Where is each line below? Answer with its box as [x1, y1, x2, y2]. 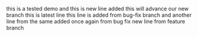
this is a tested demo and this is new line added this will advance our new [6, 5, 189, 12]
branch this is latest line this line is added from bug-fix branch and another [6, 11, 192, 19]
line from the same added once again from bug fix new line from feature [6, 18, 185, 25]
